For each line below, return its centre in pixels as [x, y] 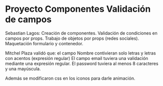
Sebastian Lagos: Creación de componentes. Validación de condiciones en [81, 33]
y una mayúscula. [23, 69]
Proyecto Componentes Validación [78, 9]
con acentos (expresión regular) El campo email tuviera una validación [77, 58]
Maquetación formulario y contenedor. [44, 43]
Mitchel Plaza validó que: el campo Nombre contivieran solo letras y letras [81, 53]
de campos [28, 19]
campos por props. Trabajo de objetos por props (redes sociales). [72, 38]
